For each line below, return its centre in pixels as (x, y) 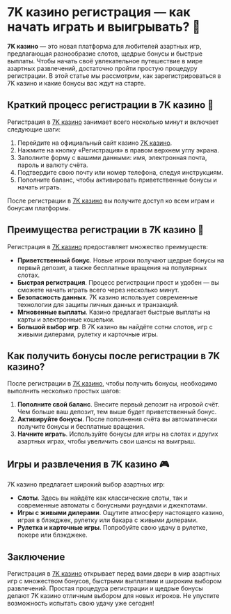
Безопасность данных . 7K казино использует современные (107, 297)
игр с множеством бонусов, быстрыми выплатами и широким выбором (114, 581)
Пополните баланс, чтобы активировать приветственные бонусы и (117, 180)
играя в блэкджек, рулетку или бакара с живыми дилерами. (107, 520)
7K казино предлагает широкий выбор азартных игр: (86, 485)
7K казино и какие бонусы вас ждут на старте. (77, 83)
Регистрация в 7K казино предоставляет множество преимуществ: (108, 246)
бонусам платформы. (39, 208)
